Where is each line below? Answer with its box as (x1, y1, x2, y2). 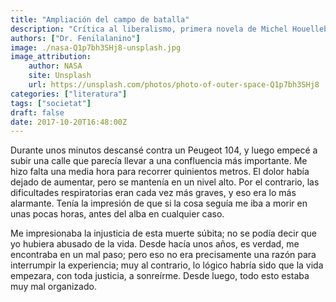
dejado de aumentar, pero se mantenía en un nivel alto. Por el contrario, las (10, 176, 320, 188)
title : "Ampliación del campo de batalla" (10, 14, 190, 25)
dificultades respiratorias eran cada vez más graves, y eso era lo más (10, 187, 297, 199)
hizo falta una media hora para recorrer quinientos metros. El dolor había (10, 166, 310, 178)
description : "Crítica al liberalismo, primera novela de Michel (10, 24, 288, 34)
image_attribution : (10, 52, 92, 62)
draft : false (10, 107, 65, 118)
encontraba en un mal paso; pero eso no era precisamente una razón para (10, 249, 317, 261)
